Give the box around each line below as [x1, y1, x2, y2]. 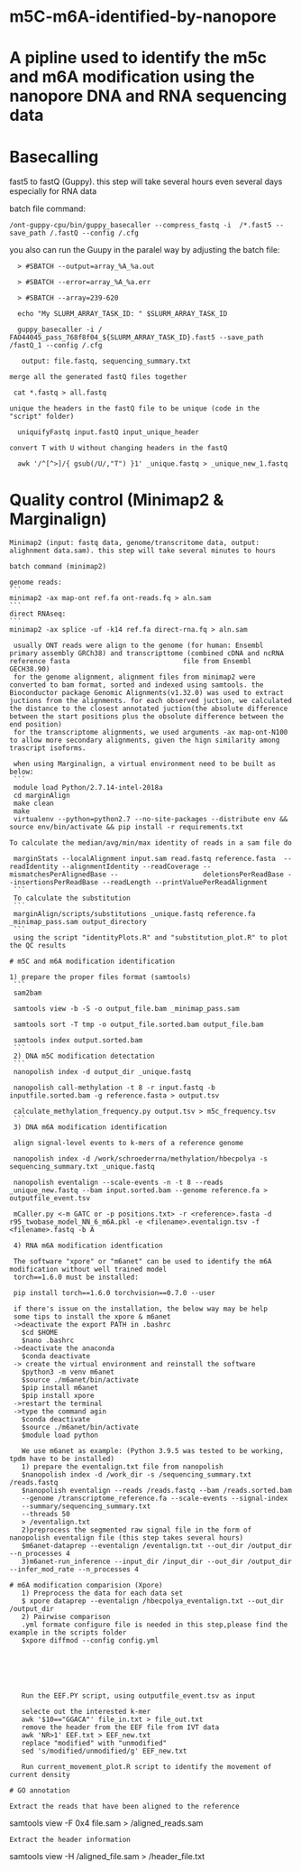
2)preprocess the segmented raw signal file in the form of [21, 1525, 252, 1535]
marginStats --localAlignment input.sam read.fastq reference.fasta [13, 855, 277, 864]
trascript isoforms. [9, 744, 87, 753]
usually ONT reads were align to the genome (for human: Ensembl [13, 641, 264, 651]
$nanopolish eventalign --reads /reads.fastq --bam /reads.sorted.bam [21, 1487, 293, 1496]
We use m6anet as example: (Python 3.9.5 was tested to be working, [21, 1447, 284, 1456]
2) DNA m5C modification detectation [13, 1051, 155, 1061]
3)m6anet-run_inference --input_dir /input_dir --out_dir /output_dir [21, 1557, 293, 1567]
